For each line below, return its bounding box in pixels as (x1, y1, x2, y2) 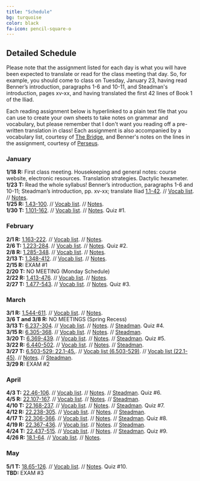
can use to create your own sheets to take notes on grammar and (6, 114, 169, 121)
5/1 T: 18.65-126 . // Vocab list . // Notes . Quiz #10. (6, 462, 128, 470)
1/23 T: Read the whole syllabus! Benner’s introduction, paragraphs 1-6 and (6, 181, 193, 189)
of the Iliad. (6, 96, 34, 103)
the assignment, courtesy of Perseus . (6, 140, 99, 147)
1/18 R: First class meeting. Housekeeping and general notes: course (6, 168, 177, 175)
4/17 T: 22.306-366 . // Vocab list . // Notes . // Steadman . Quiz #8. (6, 415, 167, 422)
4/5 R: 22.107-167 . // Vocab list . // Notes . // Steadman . (6, 395, 140, 403)
